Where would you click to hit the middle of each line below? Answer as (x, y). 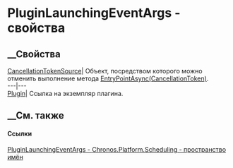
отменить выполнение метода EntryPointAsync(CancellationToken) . (108, 78)
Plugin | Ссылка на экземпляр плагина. (65, 94)
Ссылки (20, 133)
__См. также (36, 115)
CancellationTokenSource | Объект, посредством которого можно (105, 71)
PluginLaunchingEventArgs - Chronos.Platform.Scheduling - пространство (117, 149)
